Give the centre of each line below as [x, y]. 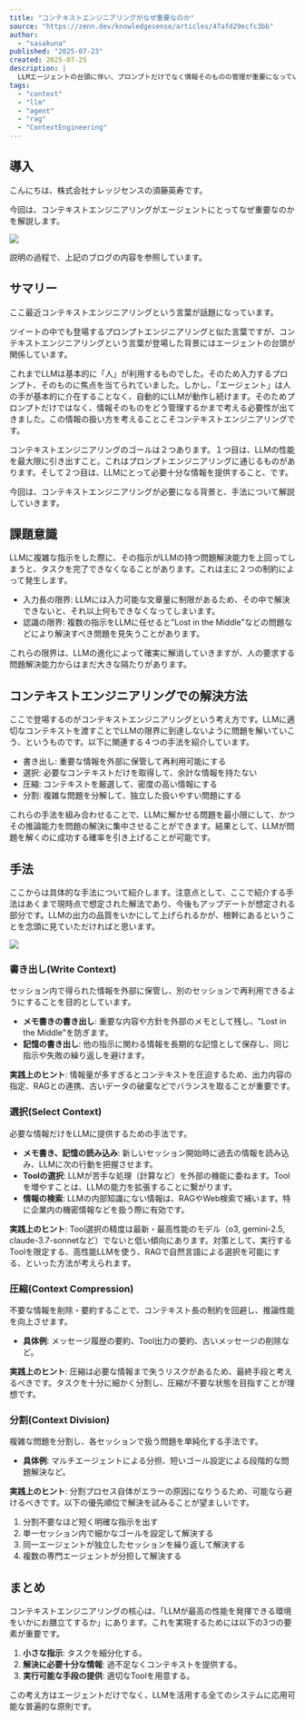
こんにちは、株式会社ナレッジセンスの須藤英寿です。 [108, 190]
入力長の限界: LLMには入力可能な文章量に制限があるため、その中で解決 [156, 599]
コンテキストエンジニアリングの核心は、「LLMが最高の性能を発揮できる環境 [151, 1611]
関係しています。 [41, 354]
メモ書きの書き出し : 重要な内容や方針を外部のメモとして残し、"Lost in [154, 1022]
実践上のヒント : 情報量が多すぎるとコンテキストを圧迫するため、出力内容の [151, 1075]
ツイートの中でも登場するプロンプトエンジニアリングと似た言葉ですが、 [144, 331]
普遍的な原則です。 [61, 1706]
